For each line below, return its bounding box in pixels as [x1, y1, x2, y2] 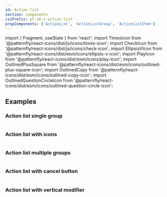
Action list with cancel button [5, 168, 78, 175]
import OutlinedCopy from [44, 67, 98, 73]
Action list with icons [5, 130, 57, 137]
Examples [5, 97, 36, 105]
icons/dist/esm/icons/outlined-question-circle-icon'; [5, 83, 113, 89]
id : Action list [5, 7, 39, 12]
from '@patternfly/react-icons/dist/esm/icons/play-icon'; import [5, 56, 137, 62]
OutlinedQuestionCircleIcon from [5, 77, 73, 83]
